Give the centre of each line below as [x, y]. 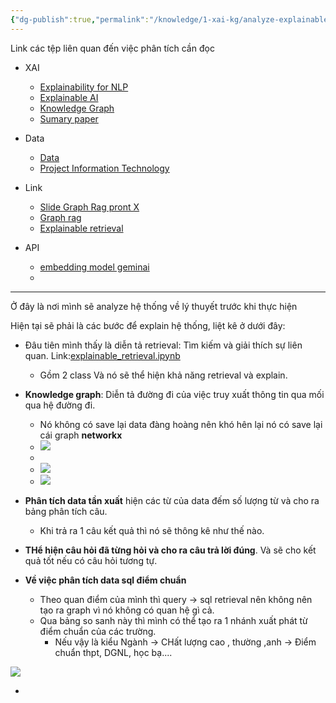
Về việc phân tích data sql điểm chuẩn [105, 580]
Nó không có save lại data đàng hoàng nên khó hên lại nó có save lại [181, 424]
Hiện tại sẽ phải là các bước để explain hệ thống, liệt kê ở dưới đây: [148, 325]
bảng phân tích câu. [66, 511]
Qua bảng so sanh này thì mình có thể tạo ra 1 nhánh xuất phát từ [173, 620]
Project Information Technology [104, 168]
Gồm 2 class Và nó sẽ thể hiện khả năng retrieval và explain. [163, 375]
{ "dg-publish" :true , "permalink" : [80, 19]
